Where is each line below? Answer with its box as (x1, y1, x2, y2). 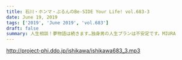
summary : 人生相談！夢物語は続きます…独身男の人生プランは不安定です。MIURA (6, 31, 176, 37)
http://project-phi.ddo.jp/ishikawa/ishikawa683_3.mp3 (6, 47, 141, 54)
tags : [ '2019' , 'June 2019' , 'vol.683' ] (6, 20, 109, 26)
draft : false (6, 25, 39, 31)
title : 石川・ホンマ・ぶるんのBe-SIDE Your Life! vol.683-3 (6, 8, 150, 15)
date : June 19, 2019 (6, 14, 58, 20)
